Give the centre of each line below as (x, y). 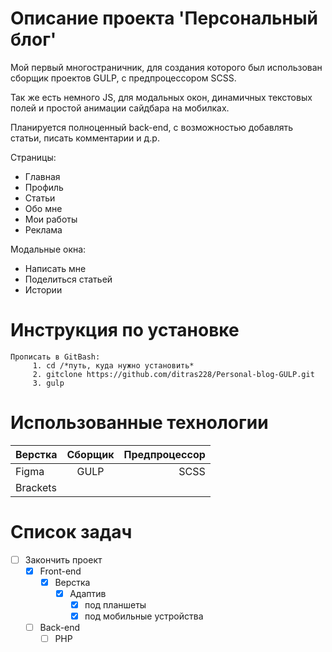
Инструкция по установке (125, 330)
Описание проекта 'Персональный (164, 18)
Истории (43, 289)
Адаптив (88, 593)
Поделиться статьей (68, 279)
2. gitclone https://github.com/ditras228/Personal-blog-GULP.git (173, 374)
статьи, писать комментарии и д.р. (85, 138)
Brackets (36, 487)
